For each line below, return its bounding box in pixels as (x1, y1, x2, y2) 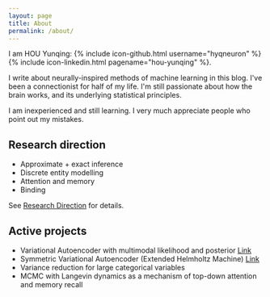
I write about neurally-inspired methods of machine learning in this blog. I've (8, 73, 263, 83)
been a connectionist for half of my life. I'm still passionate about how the (8, 82, 253, 91)
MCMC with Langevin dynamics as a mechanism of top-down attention (19, 271, 257, 281)
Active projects (8, 224, 87, 238)
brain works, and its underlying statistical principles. (8, 90, 182, 100)
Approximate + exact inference (19, 159, 124, 169)
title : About (8, 19, 53, 27)
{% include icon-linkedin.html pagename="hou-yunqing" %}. (8, 57, 212, 67)
